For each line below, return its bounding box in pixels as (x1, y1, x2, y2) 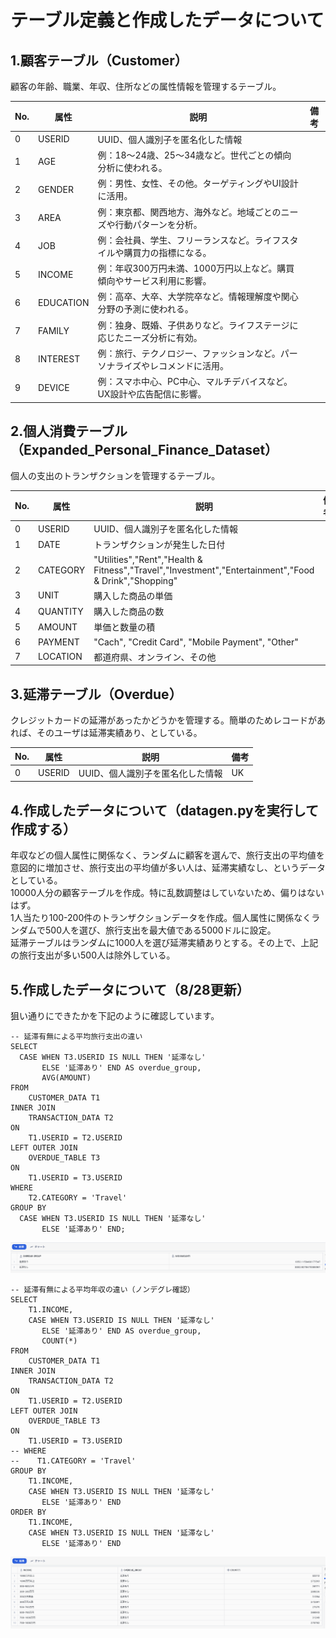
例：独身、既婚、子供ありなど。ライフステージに (97, 319, 299, 331)
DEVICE (38, 381, 70, 393)
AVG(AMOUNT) (41, 1073, 92, 1083)
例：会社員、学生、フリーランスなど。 (97, 234, 255, 246)
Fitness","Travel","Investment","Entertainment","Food (93, 564, 315, 576)
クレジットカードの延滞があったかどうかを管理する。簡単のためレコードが (10, 714, 317, 726)
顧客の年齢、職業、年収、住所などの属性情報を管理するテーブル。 (10, 81, 282, 92)
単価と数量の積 (93, 621, 156, 633)
